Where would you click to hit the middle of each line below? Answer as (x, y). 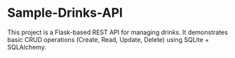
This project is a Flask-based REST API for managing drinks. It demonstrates (117, 32)
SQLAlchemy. (27, 47)
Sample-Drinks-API (65, 13)
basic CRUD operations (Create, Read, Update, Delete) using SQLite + (108, 39)
